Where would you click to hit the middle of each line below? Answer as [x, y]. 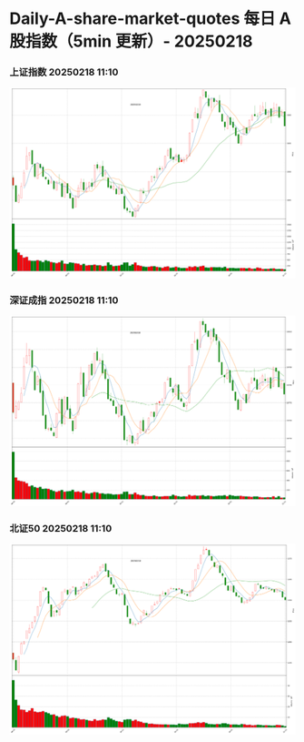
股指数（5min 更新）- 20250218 [131, 41]
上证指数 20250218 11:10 [64, 72]
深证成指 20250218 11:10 [64, 300]
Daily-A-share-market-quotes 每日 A [151, 19]
